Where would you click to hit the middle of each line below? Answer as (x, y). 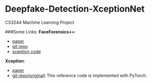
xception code (26, 51)
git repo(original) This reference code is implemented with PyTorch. (79, 75)
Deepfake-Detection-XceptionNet (75, 9)
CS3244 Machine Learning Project (40, 22)
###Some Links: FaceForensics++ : (41, 32)
